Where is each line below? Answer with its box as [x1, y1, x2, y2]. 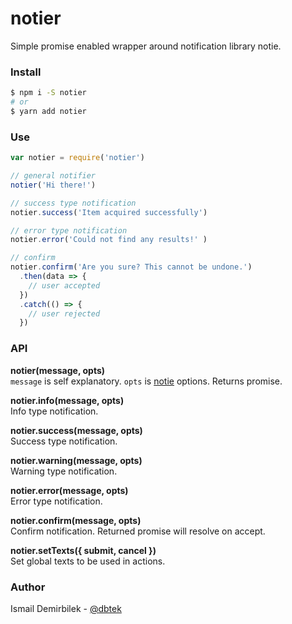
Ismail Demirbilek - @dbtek [10, 602, 122, 614]
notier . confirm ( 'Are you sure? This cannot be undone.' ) [10, 262, 253, 272]
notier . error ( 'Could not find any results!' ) [10, 235, 208, 245]
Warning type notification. [10, 465, 118, 477]
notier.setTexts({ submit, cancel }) [10, 544, 157, 556]
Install [10, 65, 42, 79]
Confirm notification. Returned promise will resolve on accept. [10, 525, 266, 537]
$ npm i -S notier [10, 88, 87, 98]
